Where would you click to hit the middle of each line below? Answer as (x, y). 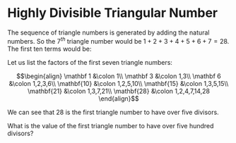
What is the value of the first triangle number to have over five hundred (111, 125)
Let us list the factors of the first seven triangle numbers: (90, 62)
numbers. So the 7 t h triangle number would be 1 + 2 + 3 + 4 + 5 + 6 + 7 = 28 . (118, 40)
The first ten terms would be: (49, 49)
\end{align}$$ (119, 98)
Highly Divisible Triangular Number (112, 13)
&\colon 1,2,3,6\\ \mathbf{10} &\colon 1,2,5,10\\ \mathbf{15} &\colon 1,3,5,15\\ (119, 83)
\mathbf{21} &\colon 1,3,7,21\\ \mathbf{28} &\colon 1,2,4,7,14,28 (119, 91)
